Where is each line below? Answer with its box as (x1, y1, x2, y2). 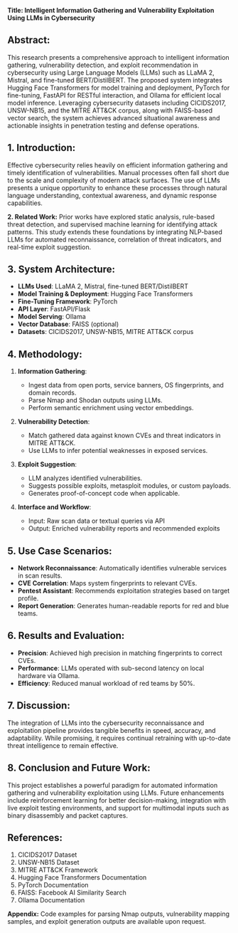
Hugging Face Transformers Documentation (17, 873, 147, 882)
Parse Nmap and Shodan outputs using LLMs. (28, 396, 163, 405)
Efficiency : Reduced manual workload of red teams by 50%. (17, 679, 195, 687)
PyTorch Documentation (17, 881, 89, 890)
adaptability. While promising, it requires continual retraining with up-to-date (7, 734, 231, 742)
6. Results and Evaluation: (7, 630, 125, 642)
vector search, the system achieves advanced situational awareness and (7, 113, 220, 122)
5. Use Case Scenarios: (7, 545, 112, 557)
